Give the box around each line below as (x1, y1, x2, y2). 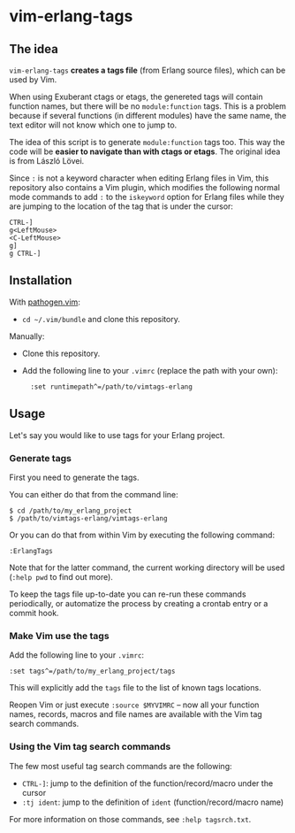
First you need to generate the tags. (9, 472, 140, 482)
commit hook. (9, 607, 59, 618)
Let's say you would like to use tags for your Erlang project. (9, 429, 225, 440)
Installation (9, 273, 72, 289)
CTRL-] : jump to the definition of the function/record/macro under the (21, 777, 274, 789)
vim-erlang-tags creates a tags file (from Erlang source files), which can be (9, 65, 286, 75)
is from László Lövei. (9, 156, 85, 166)
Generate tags (9, 451, 72, 464)
